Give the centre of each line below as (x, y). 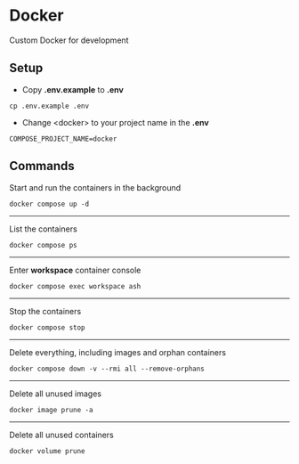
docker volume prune (48, 451)
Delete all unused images (56, 394)
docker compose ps (43, 245)
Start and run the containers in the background (95, 187)
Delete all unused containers (61, 435)
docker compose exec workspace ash (75, 286)
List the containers (43, 229)
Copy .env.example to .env (73, 89)
